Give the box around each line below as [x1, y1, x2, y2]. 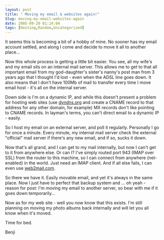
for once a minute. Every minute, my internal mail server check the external [5, 130, 157, 136]
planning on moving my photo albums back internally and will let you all [5, 205, 149, 211]
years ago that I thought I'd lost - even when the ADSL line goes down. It [5, 74, 152, 80]
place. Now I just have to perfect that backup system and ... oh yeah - [5, 180, 146, 186]
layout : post [5, 7, 32, 12]
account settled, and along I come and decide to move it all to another [5, 44, 146, 50]
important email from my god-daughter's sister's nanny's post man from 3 [5, 69, 155, 75]
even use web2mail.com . [5, 165, 55, 171]
